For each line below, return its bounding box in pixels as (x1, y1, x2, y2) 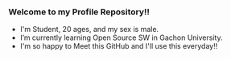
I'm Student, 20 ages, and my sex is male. (19, 25, 159, 34)
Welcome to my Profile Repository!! (8, 6, 151, 18)
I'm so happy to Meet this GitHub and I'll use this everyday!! (19, 41, 218, 51)
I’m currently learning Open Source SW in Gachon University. (19, 33, 223, 42)
